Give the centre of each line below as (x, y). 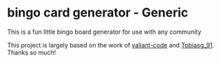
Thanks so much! (32, 52)
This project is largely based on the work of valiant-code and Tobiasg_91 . (111, 45)
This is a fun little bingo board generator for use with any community (104, 32)
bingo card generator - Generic (98, 13)
